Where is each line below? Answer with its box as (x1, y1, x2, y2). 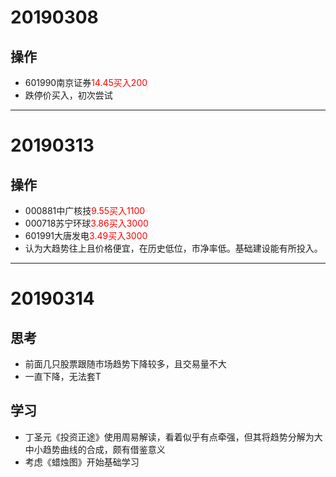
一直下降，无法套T (24, 371, 102, 382)
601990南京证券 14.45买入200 (24, 77, 148, 88)
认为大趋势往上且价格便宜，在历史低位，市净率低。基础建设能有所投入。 (24, 242, 323, 254)
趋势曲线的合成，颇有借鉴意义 (42, 443, 166, 455)
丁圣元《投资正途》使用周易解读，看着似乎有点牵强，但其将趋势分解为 (24, 431, 315, 443)
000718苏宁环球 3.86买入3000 (24, 217, 149, 229)
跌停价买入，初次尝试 (24, 89, 113, 101)
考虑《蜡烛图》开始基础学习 (24, 456, 140, 468)
